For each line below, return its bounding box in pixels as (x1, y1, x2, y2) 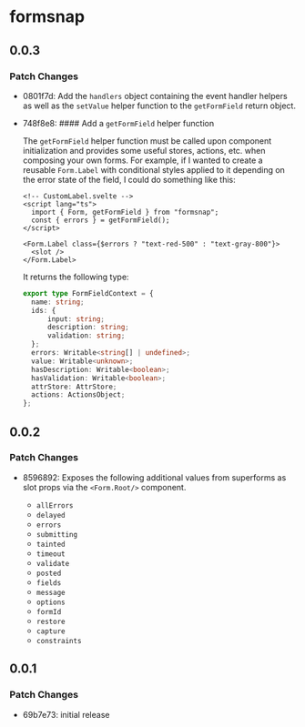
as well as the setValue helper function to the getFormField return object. (22, 100, 296, 111)
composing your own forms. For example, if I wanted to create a (22, 155, 263, 166)
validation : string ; (46, 331, 126, 340)
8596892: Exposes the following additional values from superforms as (22, 471, 287, 483)
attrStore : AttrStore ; (31, 382, 117, 391)
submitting (36, 530, 78, 539)
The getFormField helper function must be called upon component (22, 135, 272, 146)
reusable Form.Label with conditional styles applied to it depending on (22, 164, 285, 175)
